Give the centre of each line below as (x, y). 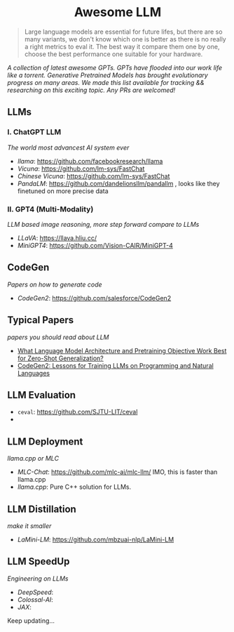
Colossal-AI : (35, 599)
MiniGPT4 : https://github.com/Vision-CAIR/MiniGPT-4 (95, 245)
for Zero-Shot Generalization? (60, 358)
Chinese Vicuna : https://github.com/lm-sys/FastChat (94, 176)
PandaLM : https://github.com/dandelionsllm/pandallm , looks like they (118, 183)
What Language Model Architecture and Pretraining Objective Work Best (122, 350)
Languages (34, 373)
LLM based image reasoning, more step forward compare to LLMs (103, 224)
